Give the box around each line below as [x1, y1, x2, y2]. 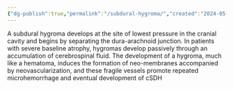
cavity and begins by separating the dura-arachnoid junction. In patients [7, 36, 214, 45]
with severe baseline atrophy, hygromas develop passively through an [7, 44, 208, 52]
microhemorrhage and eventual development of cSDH [7, 74, 162, 82]
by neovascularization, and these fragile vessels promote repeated [7, 66, 198, 74]
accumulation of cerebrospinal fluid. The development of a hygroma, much [7, 51, 222, 60]
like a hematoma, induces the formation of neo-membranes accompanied [7, 58, 219, 67]
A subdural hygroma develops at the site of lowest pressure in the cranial [7, 29, 217, 38]
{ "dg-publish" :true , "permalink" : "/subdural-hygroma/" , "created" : [7, 10, 201, 17]
